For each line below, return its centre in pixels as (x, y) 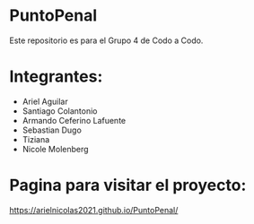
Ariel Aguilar (45, 101)
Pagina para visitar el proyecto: (128, 185)
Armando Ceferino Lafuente (74, 120)
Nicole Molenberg (55, 149)
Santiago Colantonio (60, 111)
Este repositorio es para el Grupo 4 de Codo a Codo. (106, 40)
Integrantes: (56, 77)
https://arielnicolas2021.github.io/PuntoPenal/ (94, 210)
